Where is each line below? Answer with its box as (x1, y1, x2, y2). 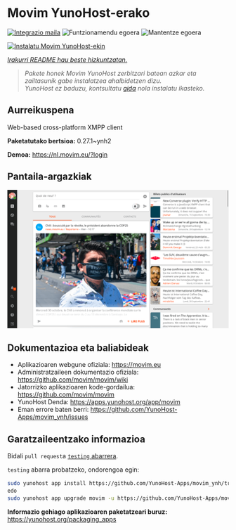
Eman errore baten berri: (17, 406, 89, 414)
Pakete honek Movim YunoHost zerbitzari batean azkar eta (24, 69, 197, 77)
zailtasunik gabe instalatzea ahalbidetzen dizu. (24, 76, 162, 85)
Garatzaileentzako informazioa (7, 433, 145, 445)
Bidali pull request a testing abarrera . (7, 452, 118, 460)
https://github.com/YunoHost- (90, 406, 178, 414)
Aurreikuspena (7, 104, 74, 117)
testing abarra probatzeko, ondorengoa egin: (7, 465, 140, 474)
